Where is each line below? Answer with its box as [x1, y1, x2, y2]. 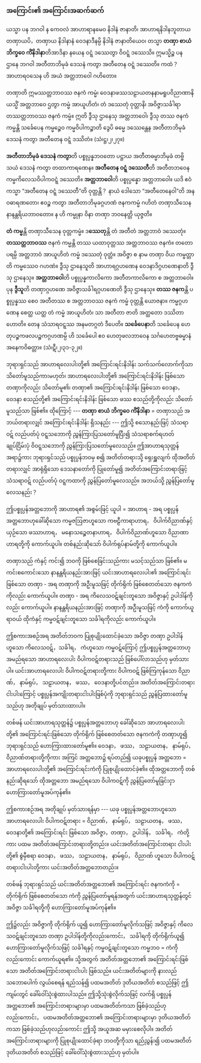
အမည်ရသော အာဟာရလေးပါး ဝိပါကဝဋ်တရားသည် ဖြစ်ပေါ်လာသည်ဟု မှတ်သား [6, 655, 189, 663]
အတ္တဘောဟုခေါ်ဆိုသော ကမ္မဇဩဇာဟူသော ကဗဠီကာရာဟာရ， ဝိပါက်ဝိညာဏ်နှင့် [6, 517, 193, 525]
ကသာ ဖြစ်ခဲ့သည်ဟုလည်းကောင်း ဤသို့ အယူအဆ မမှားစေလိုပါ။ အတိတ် [6, 1025, 173, 1033]
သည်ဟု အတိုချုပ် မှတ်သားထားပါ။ [6, 702, 86, 709]
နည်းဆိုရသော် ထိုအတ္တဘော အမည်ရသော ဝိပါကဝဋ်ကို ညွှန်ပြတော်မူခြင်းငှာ [6, 777, 175, 784]
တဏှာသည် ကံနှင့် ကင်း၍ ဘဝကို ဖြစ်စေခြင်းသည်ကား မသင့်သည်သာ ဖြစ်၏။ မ [6, 557, 188, 565]
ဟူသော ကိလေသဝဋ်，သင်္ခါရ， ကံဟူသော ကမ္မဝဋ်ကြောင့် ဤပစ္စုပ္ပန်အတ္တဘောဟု [6, 644, 191, 651]
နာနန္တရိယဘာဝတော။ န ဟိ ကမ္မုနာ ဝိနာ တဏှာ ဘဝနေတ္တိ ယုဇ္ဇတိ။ [6, 211, 152, 218]
